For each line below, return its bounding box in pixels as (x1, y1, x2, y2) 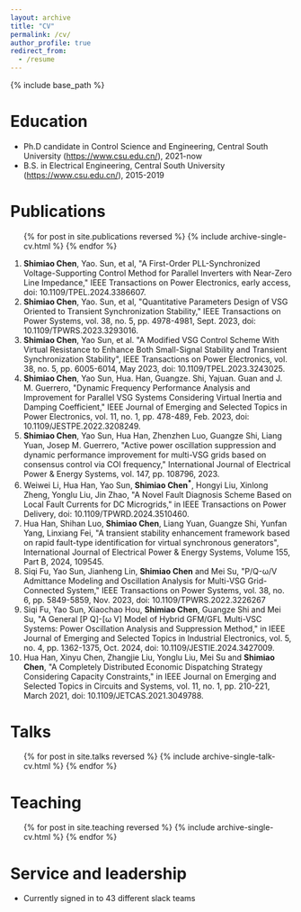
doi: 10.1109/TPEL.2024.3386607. (22, 286, 146, 297)
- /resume (18, 55, 55, 64)
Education (10, 112, 88, 131)
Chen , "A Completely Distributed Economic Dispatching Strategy (22, 661, 263, 672)
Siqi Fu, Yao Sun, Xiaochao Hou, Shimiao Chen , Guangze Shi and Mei (22, 604, 281, 615)
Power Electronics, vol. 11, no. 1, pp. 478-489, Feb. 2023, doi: (22, 411, 250, 421)
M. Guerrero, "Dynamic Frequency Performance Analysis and (22, 382, 251, 393)
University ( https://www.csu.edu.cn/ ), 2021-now (22, 150, 203, 161)
